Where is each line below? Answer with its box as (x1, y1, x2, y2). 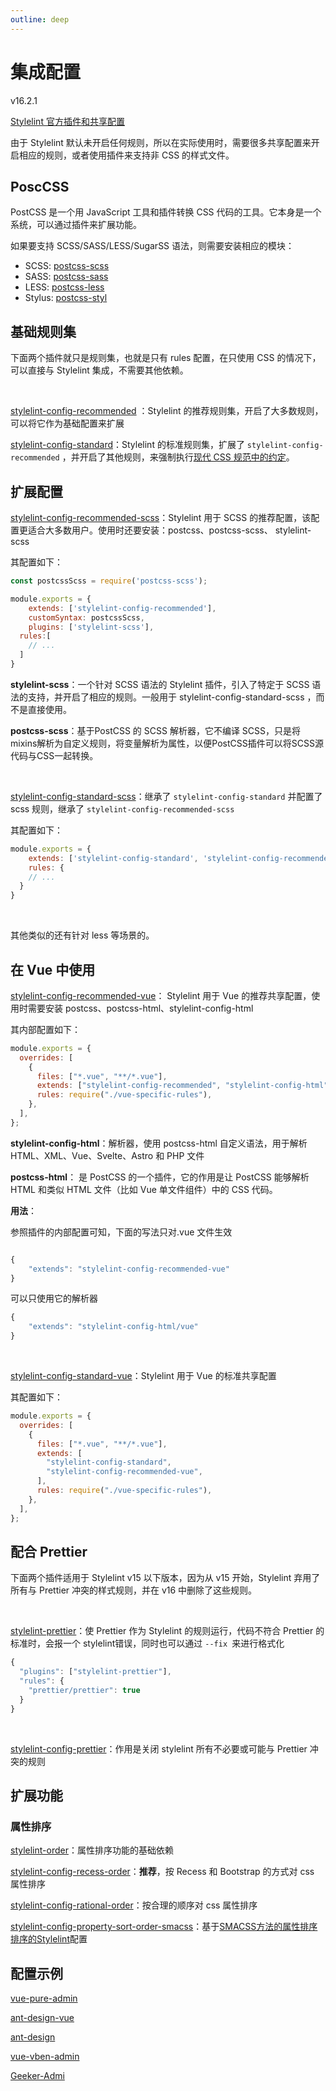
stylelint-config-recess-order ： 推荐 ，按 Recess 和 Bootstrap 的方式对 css (10, 1866, 315, 1878)
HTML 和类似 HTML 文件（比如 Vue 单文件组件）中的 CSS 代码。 (10, 1183, 278, 1195)
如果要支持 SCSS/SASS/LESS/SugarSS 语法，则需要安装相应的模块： (10, 240, 295, 252)
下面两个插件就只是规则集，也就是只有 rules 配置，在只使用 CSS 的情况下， (10, 352, 322, 364)
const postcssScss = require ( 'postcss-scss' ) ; (10, 576, 208, 586)
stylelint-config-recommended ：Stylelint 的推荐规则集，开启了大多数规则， (10, 405, 324, 417)
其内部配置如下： (10, 1023, 81, 1035)
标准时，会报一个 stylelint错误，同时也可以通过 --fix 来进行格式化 (10, 1637, 285, 1650)
